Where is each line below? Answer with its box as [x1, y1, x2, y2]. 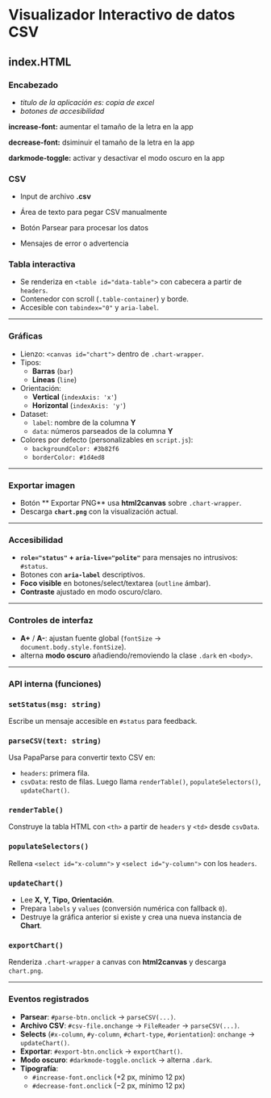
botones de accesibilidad [19, 106, 105, 116]
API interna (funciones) [8, 678, 102, 689]
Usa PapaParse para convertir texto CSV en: [8, 753, 156, 763]
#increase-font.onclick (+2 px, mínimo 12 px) [31, 1072, 186, 1082]
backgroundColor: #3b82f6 [31, 444, 119, 453]
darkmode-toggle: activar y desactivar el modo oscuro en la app [8, 153, 225, 162]
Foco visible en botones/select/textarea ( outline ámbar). [19, 578, 211, 588]
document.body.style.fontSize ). [19, 642, 127, 651]
